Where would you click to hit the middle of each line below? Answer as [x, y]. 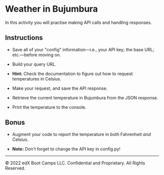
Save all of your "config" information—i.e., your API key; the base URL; [83, 49]
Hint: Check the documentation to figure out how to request [72, 74]
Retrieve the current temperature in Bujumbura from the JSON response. [85, 97]
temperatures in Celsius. [37, 78]
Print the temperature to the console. [49, 107]
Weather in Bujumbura [51, 9]
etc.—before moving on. [36, 55]
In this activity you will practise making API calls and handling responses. [79, 22]
